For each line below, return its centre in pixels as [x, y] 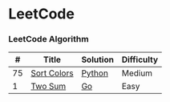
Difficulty [140, 59]
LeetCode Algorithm [49, 39]
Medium [137, 73]
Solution [98, 59]
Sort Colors [52, 73]
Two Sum [49, 87]
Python [95, 73]
